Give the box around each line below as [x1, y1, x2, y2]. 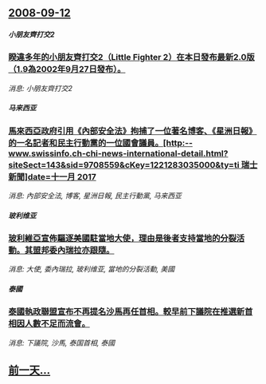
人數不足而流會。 [24, 319, 90, 330]
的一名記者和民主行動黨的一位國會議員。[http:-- [8, 137, 194, 148]
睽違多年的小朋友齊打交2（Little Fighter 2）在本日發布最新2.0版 [8, 52, 255, 63]
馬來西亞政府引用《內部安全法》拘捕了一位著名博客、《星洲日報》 [8, 125, 257, 137]
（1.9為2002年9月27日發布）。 [8, 64, 126, 75]
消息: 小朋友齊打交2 [8, 83, 73, 93]
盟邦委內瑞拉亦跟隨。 [33, 245, 115, 256]
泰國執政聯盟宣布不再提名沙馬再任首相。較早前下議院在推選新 [8, 307, 245, 318]
